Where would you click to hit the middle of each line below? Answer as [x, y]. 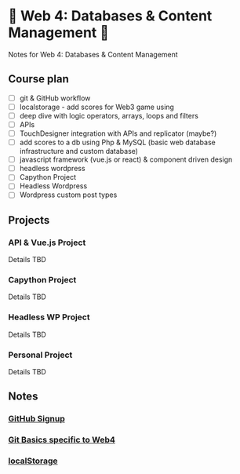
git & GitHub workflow [55, 98]
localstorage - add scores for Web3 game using [97, 107]
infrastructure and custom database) [79, 151]
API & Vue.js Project [47, 242]
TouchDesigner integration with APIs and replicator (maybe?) [118, 133]
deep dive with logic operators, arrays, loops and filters [109, 115]
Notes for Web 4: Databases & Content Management [93, 54]
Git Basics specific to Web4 [62, 440]
